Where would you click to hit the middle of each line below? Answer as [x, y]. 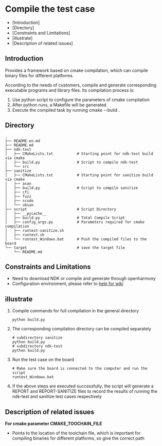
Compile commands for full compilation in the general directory [75, 311]
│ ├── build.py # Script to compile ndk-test [72, 162]
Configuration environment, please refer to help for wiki [68, 284]
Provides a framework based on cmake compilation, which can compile [77, 70]
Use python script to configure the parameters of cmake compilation [81, 100]
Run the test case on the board [43, 360]
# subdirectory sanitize [37, 338]
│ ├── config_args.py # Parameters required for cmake [75, 222]
